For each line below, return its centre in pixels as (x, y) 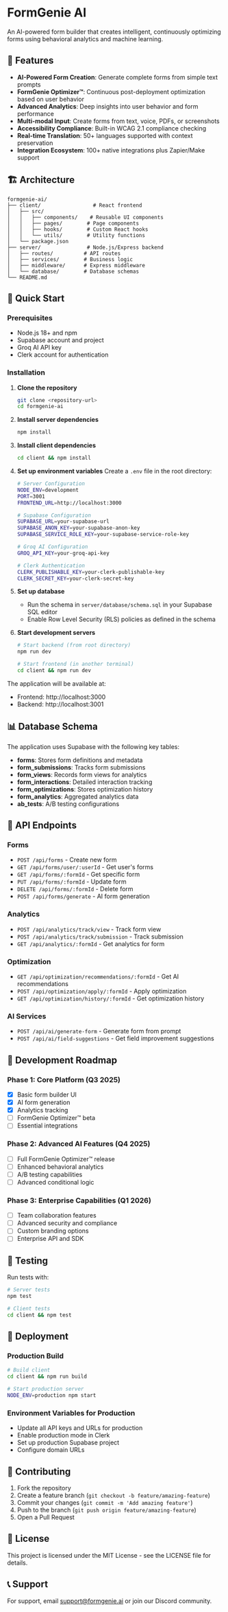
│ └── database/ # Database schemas (73, 271)
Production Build (35, 1356)
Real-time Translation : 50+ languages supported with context (105, 135)
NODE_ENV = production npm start (52, 1396)
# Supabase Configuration (54, 515)
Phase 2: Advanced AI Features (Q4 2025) (79, 1144)
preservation (35, 143)
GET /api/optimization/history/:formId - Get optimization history (111, 998)
